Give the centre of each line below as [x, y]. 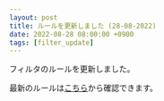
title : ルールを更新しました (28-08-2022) [83, 26]
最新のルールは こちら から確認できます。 [84, 88]
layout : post [34, 17]
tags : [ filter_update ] [52, 42]
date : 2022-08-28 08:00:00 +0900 [72, 34]
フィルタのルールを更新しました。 [72, 69]
